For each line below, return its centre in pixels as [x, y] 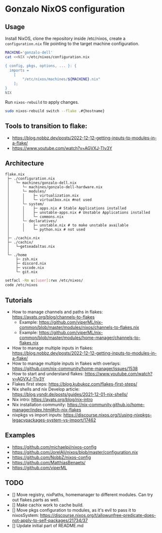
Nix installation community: [39, 404]
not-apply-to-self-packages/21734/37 [50, 520]
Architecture [25, 163]
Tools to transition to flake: [46, 126]
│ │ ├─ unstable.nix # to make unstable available [68, 226]
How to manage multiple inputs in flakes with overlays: [66, 363]
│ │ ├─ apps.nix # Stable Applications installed [67, 209]
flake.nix [15, 175]
